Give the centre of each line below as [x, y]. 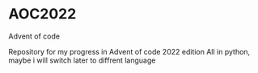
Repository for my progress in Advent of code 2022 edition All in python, [129, 51]
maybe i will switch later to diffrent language [82, 60]
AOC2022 [42, 14]
